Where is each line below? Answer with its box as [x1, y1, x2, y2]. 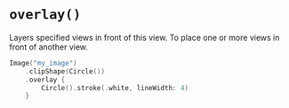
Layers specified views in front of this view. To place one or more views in [9, 32, 280, 42]
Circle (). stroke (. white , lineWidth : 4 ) [41, 83, 189, 92]
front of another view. [9, 42, 89, 52]
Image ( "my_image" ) [9, 58, 77, 67]
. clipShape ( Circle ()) [25, 66, 105, 76]
